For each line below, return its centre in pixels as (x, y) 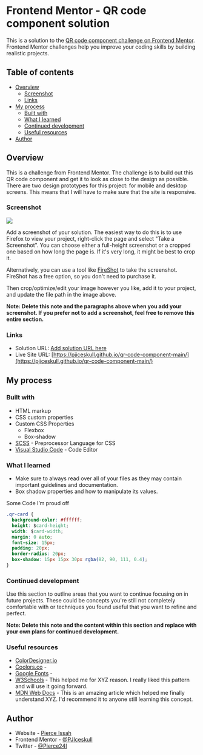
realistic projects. (28, 53)
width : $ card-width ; (38, 531)
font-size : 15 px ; (34, 543)
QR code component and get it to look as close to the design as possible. (98, 179)
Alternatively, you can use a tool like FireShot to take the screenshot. (92, 270)
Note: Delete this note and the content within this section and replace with (101, 625)
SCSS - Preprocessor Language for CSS (65, 443)
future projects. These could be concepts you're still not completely (91, 601)
